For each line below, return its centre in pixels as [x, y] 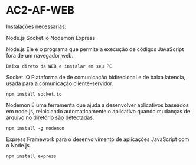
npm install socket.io [34, 94]
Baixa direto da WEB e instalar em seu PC [59, 66]
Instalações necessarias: [36, 26]
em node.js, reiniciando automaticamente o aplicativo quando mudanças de [98, 111]
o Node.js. [19, 145]
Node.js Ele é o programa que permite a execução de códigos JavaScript [95, 49]
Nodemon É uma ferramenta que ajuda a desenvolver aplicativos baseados [97, 105]
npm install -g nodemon [35, 128]
